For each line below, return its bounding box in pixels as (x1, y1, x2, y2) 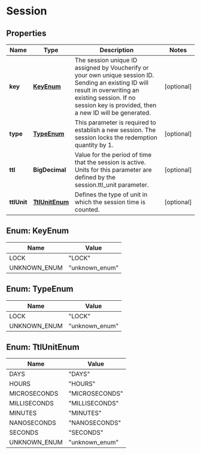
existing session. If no (74, 94, 136, 101)
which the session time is (74, 198, 145, 206)
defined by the (74, 173, 115, 181)
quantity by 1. (74, 141, 114, 149)
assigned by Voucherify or (74, 64, 149, 71)
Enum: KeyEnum (6, 226, 69, 236)
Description (99, 46, 134, 54)
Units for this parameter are (74, 166, 153, 174)
